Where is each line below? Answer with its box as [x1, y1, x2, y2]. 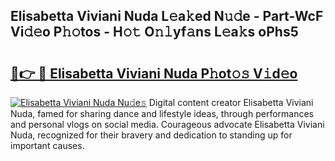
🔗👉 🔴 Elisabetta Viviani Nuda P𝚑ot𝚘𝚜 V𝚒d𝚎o [10, 65, 298, 82]
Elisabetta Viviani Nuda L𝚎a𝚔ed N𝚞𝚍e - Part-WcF [10, 8, 324, 25]
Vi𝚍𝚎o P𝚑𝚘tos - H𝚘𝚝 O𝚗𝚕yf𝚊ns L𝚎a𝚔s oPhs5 [10, 24, 299, 41]
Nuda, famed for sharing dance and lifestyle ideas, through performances [10, 108, 314, 119]
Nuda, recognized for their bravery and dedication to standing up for [10, 129, 293, 141]
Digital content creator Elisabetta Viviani [148, 97, 314, 108]
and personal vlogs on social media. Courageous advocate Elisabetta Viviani [10, 119, 325, 130]
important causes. [10, 140, 85, 151]
